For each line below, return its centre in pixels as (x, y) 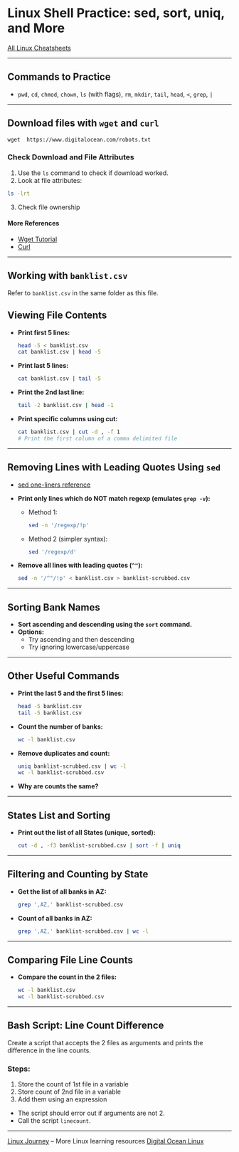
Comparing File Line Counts (70, 960)
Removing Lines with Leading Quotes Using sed (114, 467)
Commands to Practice (59, 77)
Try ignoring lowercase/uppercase (79, 647)
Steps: (19, 1069)
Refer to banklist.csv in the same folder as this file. (83, 292)
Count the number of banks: (60, 726)
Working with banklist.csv (68, 276)
